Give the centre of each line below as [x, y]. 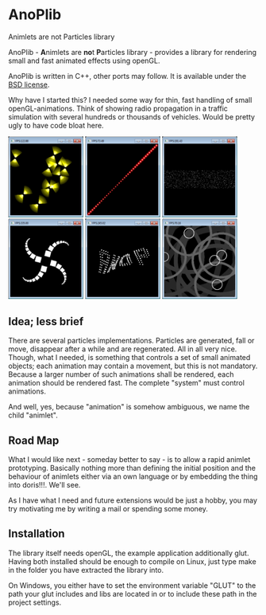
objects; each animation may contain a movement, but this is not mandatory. [133, 366]
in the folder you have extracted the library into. [86, 570]
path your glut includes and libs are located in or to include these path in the [133, 593]
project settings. [35, 602]
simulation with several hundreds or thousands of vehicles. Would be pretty [132, 116]
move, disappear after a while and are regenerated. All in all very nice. [123, 349]
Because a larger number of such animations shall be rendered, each [121, 374]
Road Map [34, 440]
